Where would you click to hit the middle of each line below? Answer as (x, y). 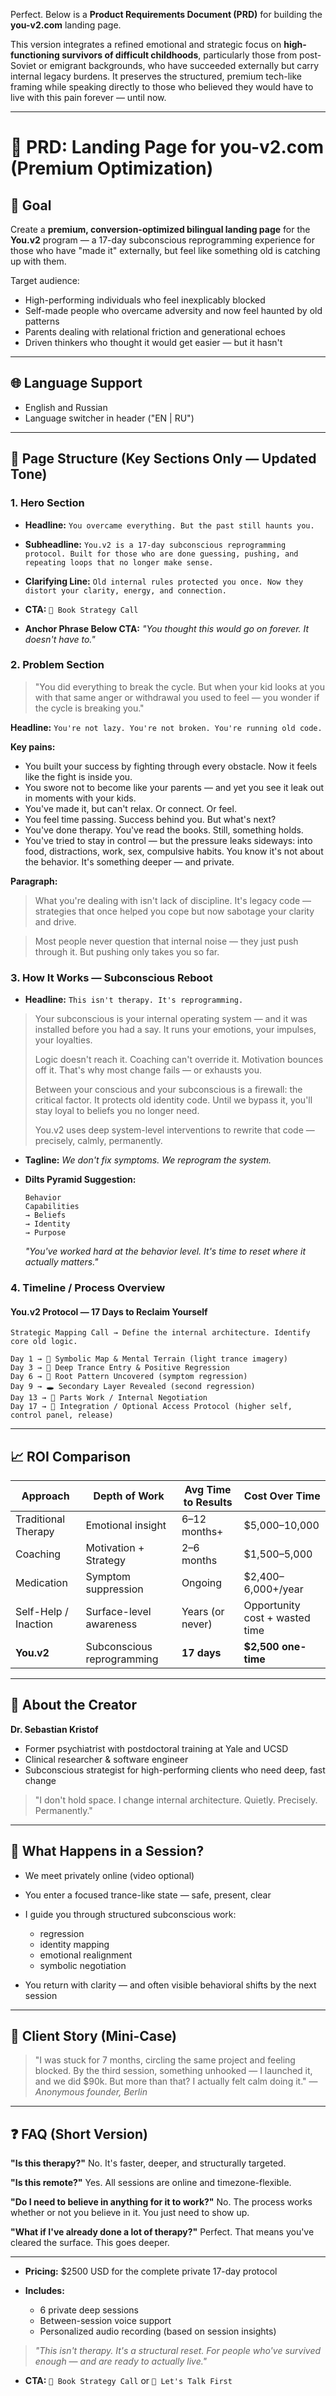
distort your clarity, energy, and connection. (125, 590)
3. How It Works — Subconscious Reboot (111, 977)
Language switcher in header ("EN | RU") (109, 418)
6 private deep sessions (89, 2310)
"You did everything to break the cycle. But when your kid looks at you (180, 686)
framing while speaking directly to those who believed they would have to (162, 87)
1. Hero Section (47, 503)
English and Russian (66, 407)
